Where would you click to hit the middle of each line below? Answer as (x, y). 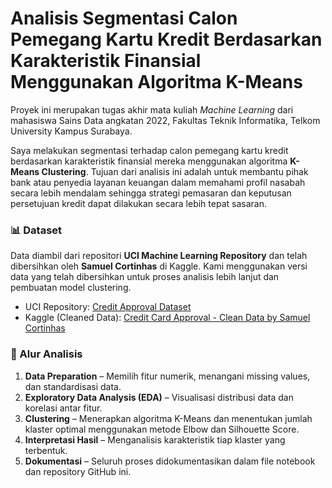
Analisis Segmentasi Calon (124, 18)
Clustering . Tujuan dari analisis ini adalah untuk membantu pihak (175, 171)
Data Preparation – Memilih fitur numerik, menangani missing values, (167, 376)
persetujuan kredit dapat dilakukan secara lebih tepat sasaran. (138, 203)
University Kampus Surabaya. (71, 131)
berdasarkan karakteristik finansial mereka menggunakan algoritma (149, 161)
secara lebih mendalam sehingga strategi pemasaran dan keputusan (151, 193)
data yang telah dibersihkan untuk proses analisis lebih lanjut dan (145, 277)
